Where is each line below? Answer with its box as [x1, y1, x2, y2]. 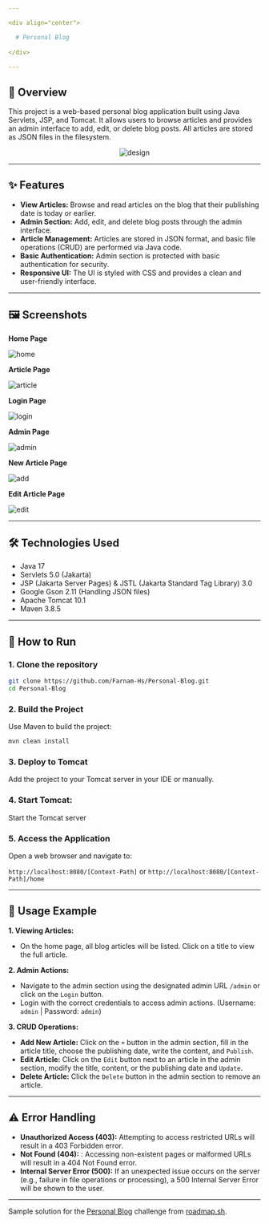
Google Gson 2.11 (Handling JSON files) [19, 587, 151, 597]
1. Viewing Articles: [8, 926, 74, 935]
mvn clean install [8, 737, 70, 746]
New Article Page [8, 458, 68, 468]
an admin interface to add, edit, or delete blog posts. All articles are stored [8, 124, 254, 133]
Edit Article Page [8, 488, 66, 498]
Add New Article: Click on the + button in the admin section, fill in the [19, 1037, 249, 1047]
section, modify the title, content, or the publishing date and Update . [19, 1063, 243, 1072]
